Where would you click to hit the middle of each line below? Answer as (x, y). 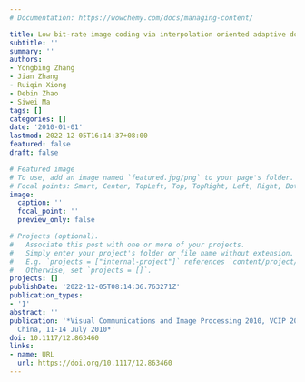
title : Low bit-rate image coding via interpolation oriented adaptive (148, 34)
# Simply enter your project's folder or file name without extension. (152, 253)
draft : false (34, 153)
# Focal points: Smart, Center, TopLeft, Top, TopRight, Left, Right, (146, 186)
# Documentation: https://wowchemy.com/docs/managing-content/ (132, 18)
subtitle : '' (34, 43)
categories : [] (38, 119)
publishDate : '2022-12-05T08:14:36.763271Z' (95, 287)
